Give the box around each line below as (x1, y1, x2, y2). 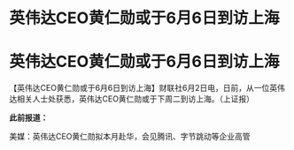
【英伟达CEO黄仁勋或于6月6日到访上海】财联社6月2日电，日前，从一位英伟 (9, 83, 285, 94)
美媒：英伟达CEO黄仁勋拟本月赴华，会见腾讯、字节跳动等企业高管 (9, 131, 251, 142)
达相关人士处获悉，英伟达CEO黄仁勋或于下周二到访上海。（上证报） (9, 94, 255, 104)
